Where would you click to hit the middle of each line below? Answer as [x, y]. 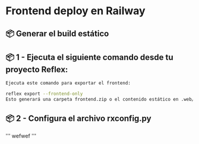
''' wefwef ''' [21, 136]
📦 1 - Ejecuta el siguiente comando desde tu [89, 57]
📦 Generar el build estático [57, 33]
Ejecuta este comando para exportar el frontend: [68, 83]
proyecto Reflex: [37, 69]
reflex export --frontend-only [44, 94]
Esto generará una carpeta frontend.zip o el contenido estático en [92, 100]
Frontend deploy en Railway [76, 11]
